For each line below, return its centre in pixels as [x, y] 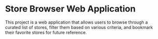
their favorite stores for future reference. [46, 32]
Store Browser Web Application [70, 9]
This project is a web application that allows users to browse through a [77, 22]
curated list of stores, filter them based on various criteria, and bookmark [79, 27]
